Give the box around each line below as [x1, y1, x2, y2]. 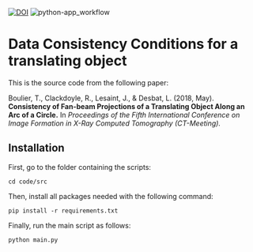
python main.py [8, 235, 59, 244]
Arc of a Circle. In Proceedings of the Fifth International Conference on [8, 110, 240, 119]
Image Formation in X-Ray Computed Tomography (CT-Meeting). [8, 118, 221, 128]
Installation [8, 141, 65, 155]
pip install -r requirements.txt [8, 206, 119, 215]
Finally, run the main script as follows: [8, 220, 131, 230]
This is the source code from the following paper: [8, 77, 169, 87]
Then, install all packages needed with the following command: [8, 191, 213, 201]
